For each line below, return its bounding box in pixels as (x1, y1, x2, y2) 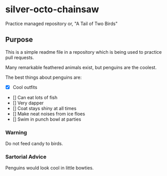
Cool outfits (12, 84, 37, 90)
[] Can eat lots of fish (12, 94, 58, 100)
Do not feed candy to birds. (5, 141, 63, 147)
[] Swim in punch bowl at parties (12, 116, 81, 122)
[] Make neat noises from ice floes (12, 111, 86, 117)
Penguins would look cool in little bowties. (5, 165, 94, 171)
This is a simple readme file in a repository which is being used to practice (5, 49, 162, 55)
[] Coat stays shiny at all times (12, 105, 77, 111)
